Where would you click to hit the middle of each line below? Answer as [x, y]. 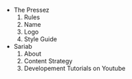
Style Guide [40, 39]
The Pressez [31, 10]
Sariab [23, 46]
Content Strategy [48, 61]
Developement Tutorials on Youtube [75, 68]
